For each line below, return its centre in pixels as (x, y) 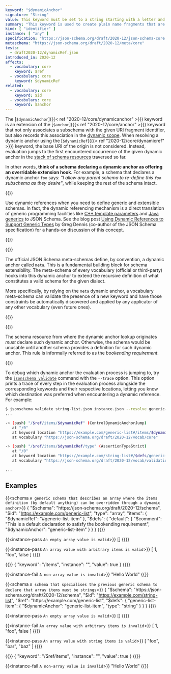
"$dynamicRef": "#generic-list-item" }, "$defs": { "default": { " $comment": (83, 518)
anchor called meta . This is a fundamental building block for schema (76, 265)
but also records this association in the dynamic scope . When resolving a (82, 135)
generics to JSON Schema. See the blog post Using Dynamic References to (84, 219)
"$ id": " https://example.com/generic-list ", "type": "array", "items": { (76, 513)
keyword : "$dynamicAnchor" (34, 10)
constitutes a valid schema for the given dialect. (55, 281)
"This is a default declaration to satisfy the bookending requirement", (78, 524)
